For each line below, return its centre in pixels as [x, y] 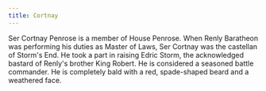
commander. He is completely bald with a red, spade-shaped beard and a [129, 71]
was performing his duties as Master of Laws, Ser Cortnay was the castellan [133, 46]
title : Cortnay [33, 15]
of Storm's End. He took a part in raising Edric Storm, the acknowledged [126, 55]
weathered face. [35, 80]
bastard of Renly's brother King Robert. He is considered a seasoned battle [131, 63]
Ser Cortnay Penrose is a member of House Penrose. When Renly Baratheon [133, 38]
